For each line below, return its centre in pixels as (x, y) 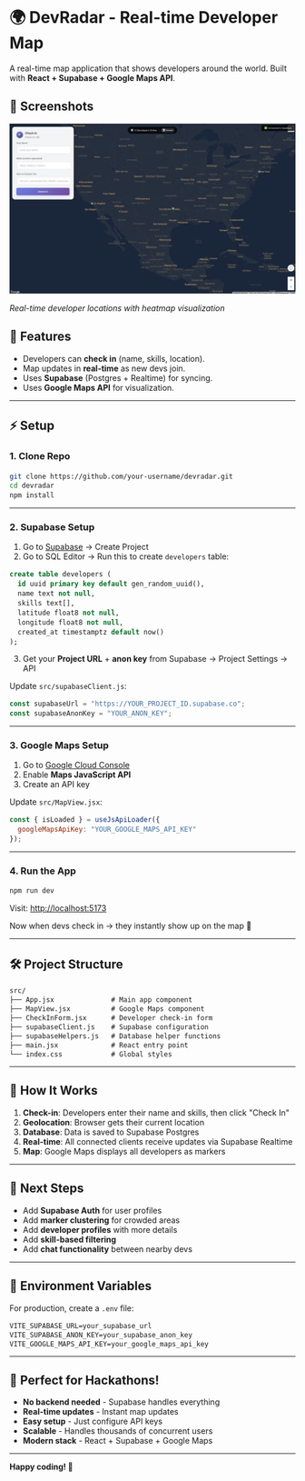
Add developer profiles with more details (100, 1229)
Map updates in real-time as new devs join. (104, 368)
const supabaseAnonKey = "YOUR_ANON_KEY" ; (91, 714)
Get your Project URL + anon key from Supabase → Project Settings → (155, 659)
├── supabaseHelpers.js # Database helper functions (115, 1036)
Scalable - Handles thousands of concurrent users (118, 1431)
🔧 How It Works (54, 1091)
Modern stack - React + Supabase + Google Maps (118, 1441)
